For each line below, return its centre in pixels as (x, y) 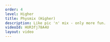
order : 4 (14, 9)
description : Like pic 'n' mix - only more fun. (55, 23)
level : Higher (20, 14)
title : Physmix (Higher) (30, 18)
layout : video (20, 32)
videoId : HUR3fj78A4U (27, 28)
